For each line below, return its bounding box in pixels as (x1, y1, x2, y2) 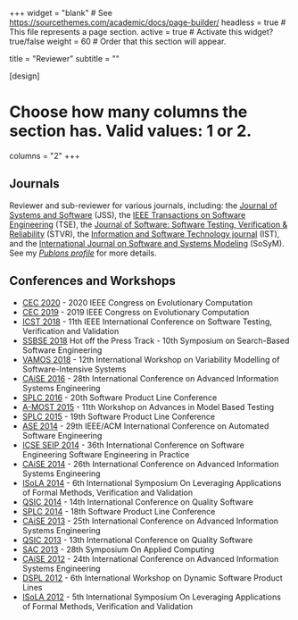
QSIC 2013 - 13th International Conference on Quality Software (21, 534, 253, 545)
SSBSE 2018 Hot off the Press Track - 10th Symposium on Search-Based (21, 335, 290, 346)
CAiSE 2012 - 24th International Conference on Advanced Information (21, 553, 279, 564)
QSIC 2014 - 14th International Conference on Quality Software (21, 496, 254, 507)
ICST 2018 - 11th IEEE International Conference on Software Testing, (21, 316, 272, 327)
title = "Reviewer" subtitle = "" (9, 54, 120, 63)
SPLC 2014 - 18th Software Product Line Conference (21, 506, 216, 516)
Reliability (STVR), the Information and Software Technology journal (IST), (9, 228, 280, 239)
